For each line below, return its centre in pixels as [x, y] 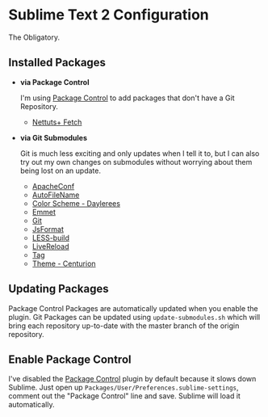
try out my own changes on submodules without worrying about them [136, 162]
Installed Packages [57, 63]
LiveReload [50, 246]
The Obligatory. [34, 37]
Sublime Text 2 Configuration [109, 15]
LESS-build [51, 238]
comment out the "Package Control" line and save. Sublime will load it [124, 396]
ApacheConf [53, 186]
